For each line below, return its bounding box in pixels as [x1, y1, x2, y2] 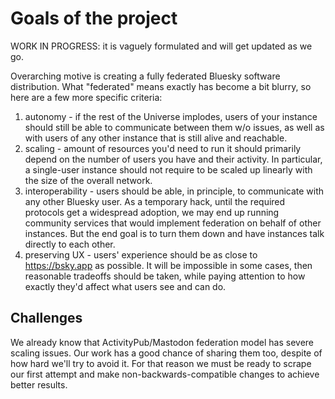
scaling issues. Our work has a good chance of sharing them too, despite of [10, 347, 323, 359]
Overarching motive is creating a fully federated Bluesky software [10, 70, 281, 82]
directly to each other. [24, 238, 116, 250]
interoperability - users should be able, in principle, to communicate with [24, 185, 325, 197]
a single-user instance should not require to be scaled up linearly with [24, 163, 313, 176]
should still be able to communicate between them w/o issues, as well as [24, 121, 325, 133]
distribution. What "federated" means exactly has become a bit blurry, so [10, 80, 312, 92]
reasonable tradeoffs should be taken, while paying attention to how [24, 270, 306, 282]
